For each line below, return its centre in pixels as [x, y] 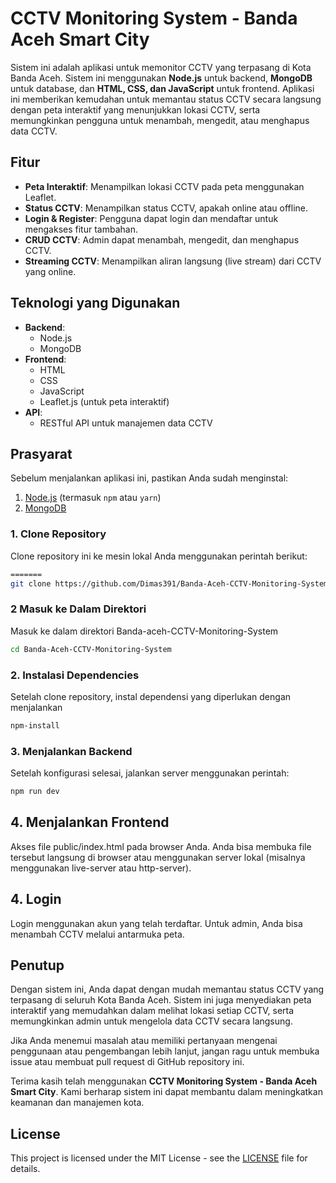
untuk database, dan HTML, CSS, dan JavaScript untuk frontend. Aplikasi [162, 88]
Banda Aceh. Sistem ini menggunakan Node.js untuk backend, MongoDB [161, 78]
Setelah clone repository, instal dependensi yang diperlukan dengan [151, 696]
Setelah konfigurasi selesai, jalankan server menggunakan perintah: [150, 773]
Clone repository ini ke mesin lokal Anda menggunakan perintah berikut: [159, 556]
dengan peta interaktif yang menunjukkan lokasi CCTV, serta [135, 109]
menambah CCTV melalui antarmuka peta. [97, 934]
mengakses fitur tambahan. [81, 229]
